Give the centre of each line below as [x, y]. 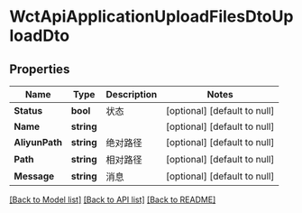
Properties [40, 69]
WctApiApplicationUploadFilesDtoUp [151, 17]
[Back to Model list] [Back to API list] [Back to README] [113, 199]
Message [34, 176]
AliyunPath [38, 142]
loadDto [40, 36]
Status [28, 111]
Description [132, 94]
